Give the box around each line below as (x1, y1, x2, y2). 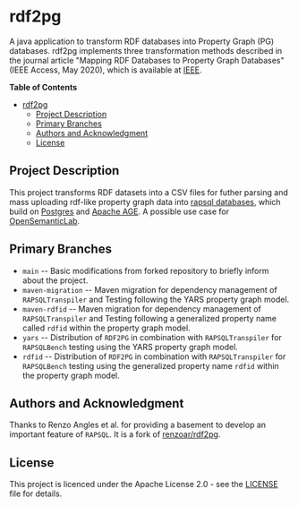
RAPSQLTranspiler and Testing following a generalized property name (21, 313, 277, 323)
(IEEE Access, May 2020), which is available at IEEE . (9, 64, 203, 75)
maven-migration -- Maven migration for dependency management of (21, 284, 277, 295)
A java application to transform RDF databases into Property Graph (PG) (9, 36, 275, 47)
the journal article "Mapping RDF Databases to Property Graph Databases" (9, 55, 285, 65)
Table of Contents (9, 81, 78, 92)
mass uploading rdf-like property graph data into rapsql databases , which (9, 196, 281, 207)
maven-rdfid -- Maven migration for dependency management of (21, 303, 261, 314)
